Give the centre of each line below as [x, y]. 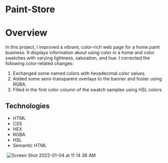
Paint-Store [30, 9]
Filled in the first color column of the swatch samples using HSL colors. [88, 90]
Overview [26, 33]
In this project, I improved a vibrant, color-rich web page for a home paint [83, 47]
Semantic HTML [30, 145]
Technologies [28, 106]
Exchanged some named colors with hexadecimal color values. [79, 73]
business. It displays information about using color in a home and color [80, 53]
